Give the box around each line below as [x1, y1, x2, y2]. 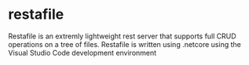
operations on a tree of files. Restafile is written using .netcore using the [8, 39, 241, 49]
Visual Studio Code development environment [8, 48, 157, 57]
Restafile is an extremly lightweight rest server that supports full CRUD [8, 31, 237, 41]
